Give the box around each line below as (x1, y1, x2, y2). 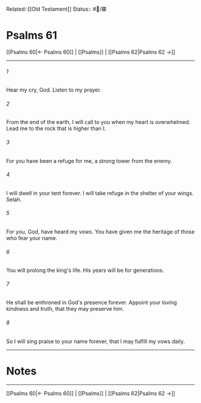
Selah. (6, 196, 22, 203)
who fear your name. (6, 234, 58, 241)
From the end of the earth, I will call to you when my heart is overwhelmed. (6, 119, 191, 126)
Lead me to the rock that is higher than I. (6, 125, 106, 132)
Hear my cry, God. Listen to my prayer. (6, 86, 102, 93)
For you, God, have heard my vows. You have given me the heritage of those (6, 228, 195, 235)
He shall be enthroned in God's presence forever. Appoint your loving (6, 299, 178, 306)
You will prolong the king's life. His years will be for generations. (6, 266, 165, 274)
